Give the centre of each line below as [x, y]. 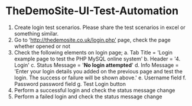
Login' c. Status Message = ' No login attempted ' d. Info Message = [96, 65]
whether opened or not [42, 46]
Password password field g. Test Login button [70, 83]
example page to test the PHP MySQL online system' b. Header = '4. [97, 59]
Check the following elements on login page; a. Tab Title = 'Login [93, 52]
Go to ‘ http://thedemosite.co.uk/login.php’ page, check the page [92, 40]
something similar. [36, 33]
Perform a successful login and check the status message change [95, 90]
